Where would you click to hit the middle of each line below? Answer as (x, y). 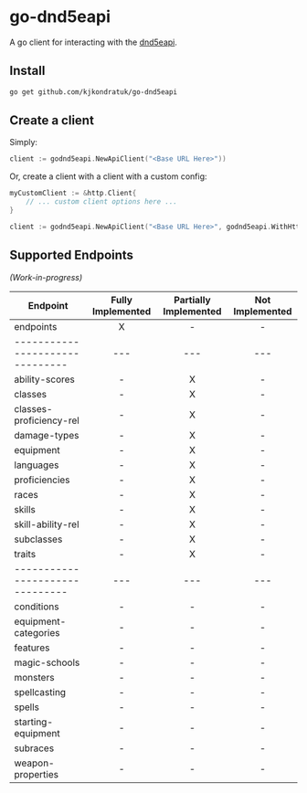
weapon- (34, 763)
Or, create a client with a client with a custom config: (108, 176)
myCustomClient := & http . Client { (73, 194)
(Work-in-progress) (46, 277)
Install (27, 71)
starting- (33, 722)
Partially (192, 300)
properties (37, 774)
